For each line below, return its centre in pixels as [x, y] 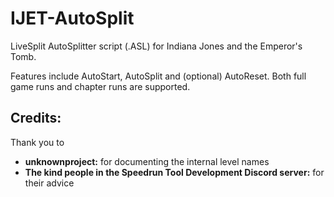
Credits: [36, 118]
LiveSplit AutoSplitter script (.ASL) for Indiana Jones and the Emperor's [156, 46]
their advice [49, 183]
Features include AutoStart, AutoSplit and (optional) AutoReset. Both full [158, 76]
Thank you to [37, 142]
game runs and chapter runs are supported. [100, 86]
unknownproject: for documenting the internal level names [147, 161]
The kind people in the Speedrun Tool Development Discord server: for [174, 172]
